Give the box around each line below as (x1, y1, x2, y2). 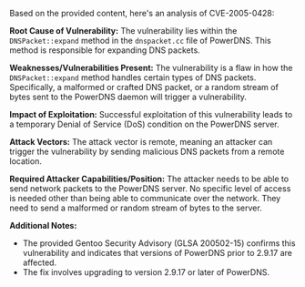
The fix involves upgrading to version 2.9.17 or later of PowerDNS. (22, 267, 270, 277)
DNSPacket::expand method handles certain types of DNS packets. (9, 72, 257, 83)
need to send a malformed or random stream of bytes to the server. (9, 202, 262, 213)
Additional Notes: (9, 220, 77, 231)
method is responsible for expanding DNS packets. (9, 45, 200, 56)
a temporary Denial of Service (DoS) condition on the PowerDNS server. (9, 118, 280, 129)
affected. (22, 257, 57, 268)
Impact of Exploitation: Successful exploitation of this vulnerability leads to (9, 109, 293, 119)
